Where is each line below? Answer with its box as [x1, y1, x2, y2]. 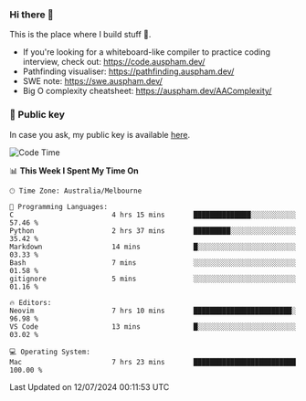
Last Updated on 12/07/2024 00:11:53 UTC [9, 381, 170, 392]
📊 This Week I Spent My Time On [9, 164, 139, 176]
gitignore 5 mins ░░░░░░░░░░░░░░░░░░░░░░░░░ [9, 274, 297, 283]
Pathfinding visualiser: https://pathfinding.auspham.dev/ [22, 66, 235, 77]
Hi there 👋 [9, 8, 55, 21]
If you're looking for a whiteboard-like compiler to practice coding [22, 47, 271, 58]
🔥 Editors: [9, 298, 52, 307]
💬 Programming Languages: [9, 202, 108, 211]
